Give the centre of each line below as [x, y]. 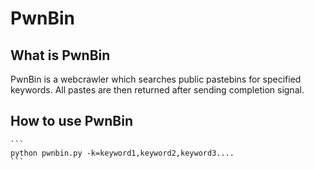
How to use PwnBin [71, 121]
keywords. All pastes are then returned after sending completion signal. [157, 90]
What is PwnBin [60, 55]
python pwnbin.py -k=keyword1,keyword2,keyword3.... [122, 153]
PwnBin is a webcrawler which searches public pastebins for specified [156, 79]
